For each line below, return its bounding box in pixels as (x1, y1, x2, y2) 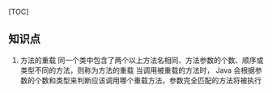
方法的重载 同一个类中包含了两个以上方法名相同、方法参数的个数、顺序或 (19, 55, 264, 65)
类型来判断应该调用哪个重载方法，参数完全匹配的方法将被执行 (55, 75, 261, 85)
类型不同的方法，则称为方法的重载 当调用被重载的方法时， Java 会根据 (19, 65, 255, 75)
